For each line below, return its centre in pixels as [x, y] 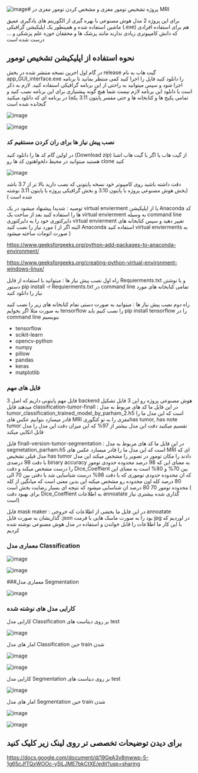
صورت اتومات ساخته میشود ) [39, 233]
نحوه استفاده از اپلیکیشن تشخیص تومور [70, 58]
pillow [22, 354]
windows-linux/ [26, 269]
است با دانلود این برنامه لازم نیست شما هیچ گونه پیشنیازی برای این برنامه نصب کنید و [100, 91]
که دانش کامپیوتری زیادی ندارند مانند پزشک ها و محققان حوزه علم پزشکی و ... [92, 33]
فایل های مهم [24, 388]
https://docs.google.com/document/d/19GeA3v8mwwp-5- [78, 757]
